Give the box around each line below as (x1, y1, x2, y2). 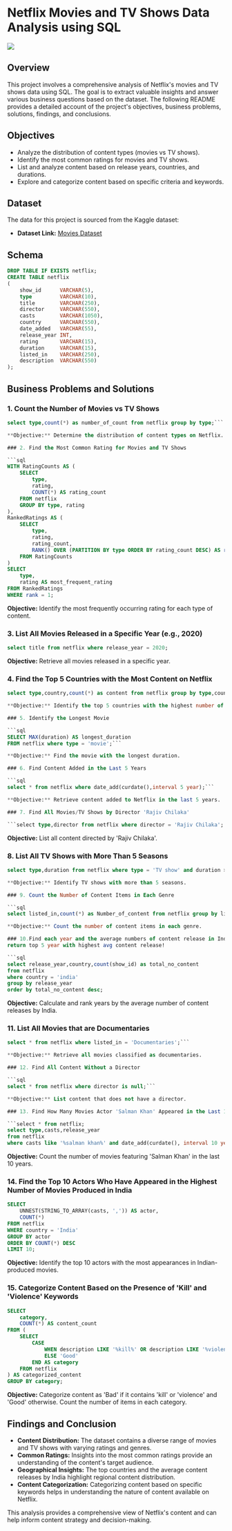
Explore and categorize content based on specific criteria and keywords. (17, 178, 224, 186)
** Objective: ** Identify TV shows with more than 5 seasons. (7, 879, 187, 886)
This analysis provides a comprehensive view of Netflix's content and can (7, 1508, 217, 1516)
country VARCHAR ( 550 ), (19, 319, 100, 326)
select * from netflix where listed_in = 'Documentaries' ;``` (7, 1039, 190, 1046)
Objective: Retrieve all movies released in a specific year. (7, 656, 171, 665)
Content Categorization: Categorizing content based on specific (17, 1480, 202, 1488)
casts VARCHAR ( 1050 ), (19, 312, 104, 319)
